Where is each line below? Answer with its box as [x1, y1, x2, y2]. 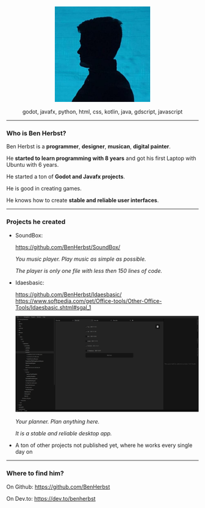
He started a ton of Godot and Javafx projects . [6, 173, 125, 180]
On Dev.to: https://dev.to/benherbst [6, 495, 96, 502]
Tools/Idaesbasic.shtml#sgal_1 [15, 303, 92, 311]
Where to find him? [6, 469, 64, 477]
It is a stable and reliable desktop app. [15, 430, 112, 437]
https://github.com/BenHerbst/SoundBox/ [15, 243, 121, 250]
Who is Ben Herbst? [6, 129, 67, 137]
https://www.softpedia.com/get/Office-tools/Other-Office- [15, 297, 162, 305]
